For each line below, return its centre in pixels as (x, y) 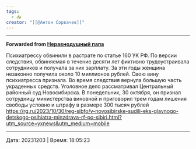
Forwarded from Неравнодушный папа (55, 44)
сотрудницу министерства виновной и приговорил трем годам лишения (96, 99)
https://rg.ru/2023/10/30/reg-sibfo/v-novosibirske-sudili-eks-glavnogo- (92, 111)
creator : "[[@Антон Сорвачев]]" (45, 22)
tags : (13, 11)
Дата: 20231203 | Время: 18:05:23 (48, 140)
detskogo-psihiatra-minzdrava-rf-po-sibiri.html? (64, 118)
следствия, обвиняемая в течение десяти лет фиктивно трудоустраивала (98, 62)
